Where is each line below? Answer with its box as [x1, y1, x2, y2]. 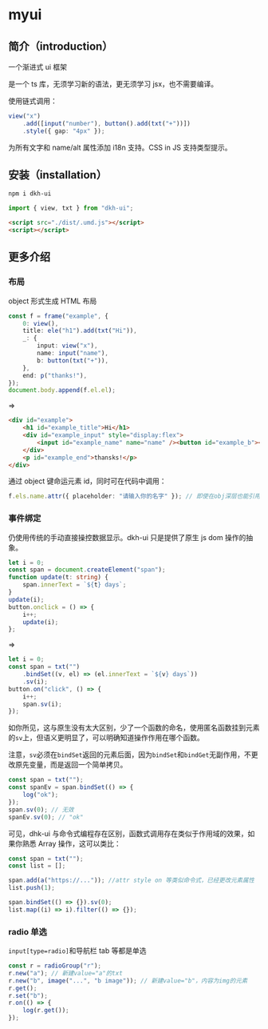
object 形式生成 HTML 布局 [8, 296, 97, 306]
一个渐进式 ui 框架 [8, 62, 68, 71]
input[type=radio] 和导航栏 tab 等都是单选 [8, 946, 147, 955]
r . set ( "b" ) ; [8, 991, 48, 999]
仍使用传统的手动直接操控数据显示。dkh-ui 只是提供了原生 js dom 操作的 [8, 532, 246, 542]
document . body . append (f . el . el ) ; [8, 386, 116, 394]
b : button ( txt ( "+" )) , [37, 356, 109, 365]
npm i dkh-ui [8, 190, 52, 198]
